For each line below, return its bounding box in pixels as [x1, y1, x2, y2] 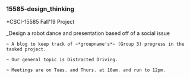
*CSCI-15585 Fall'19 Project [6, 18, 75, 26]
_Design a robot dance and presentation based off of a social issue [6, 30, 170, 37]
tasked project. [6, 46, 46, 52]
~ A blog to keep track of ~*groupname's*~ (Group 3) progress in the [6, 41, 185, 48]
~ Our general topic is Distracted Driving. [6, 57, 118, 63]
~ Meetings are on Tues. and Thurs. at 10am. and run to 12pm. [6, 67, 166, 73]
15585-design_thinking [6, 5, 75, 13]
